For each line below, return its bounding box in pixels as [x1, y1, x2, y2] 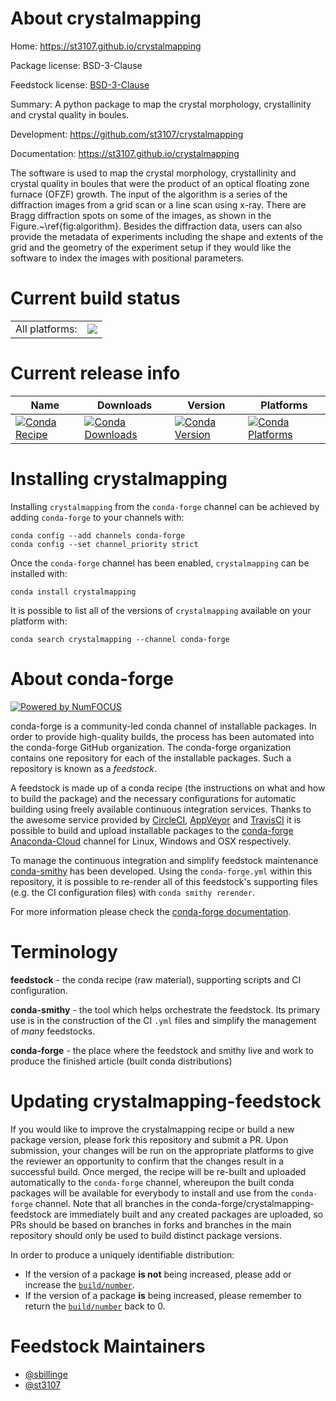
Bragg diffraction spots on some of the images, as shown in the [10, 209, 272, 221]
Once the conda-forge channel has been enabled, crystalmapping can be [10, 557, 310, 569]
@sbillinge [24, 1368, 68, 1380]
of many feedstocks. [10, 1025, 96, 1037]
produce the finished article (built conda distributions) [10, 1055, 233, 1067]
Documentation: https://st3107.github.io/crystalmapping [10, 147, 240, 159]
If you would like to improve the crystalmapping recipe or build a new [10, 1123, 295, 1135]
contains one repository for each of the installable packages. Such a [10, 752, 292, 764]
